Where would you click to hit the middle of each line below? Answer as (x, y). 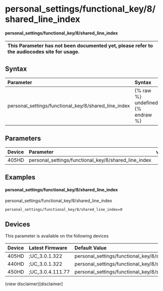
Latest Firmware (48, 248)
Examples (20, 178)
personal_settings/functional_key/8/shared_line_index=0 (64, 209)
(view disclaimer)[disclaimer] (34, 284)
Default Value (90, 248)
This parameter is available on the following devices (57, 236)
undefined (146, 103)
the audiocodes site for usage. (43, 52)
